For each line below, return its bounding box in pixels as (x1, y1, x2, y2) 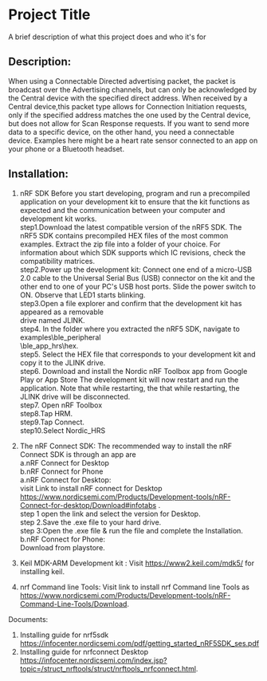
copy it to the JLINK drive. (19, 357, 106, 368)
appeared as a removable (19, 307, 104, 317)
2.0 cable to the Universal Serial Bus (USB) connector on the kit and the (19, 273, 255, 282)
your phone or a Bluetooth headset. (8, 144, 125, 153)
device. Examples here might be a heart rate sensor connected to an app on (8, 136, 258, 145)
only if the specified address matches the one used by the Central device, (8, 110, 251, 120)
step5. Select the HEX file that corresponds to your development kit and (19, 349, 256, 359)
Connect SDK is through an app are (19, 449, 137, 459)
